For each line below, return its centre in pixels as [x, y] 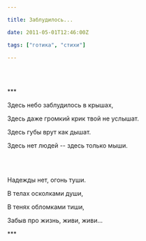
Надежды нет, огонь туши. [46, 180]
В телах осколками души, [45, 194]
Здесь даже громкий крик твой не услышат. [73, 118]
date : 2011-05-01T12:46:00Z [48, 32]
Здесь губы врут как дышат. [49, 132]
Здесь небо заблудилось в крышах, [60, 105]
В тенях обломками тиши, [46, 207]
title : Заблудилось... [40, 20]
